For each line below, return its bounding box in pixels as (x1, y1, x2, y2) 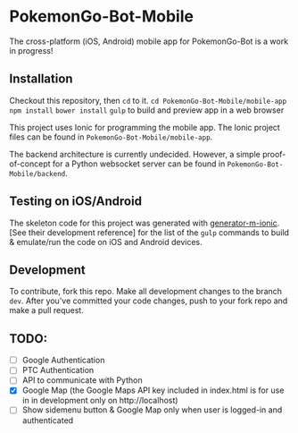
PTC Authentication (21, 365, 95, 376)
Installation (9, 72, 73, 87)
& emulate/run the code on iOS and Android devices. (9, 236, 203, 247)
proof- (261, 149, 286, 159)
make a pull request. (9, 305, 85, 316)
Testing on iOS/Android (9, 194, 143, 209)
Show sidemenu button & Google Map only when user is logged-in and (21, 404, 283, 415)
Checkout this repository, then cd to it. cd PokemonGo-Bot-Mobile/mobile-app (9, 95, 287, 106)
